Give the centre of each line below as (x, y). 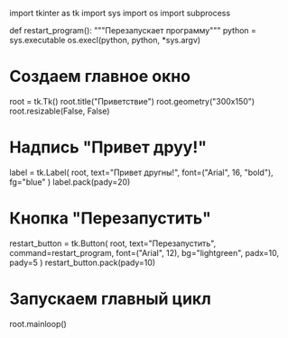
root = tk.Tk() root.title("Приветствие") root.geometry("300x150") (132, 101)
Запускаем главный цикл (111, 299)
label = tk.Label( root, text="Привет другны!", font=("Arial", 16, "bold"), (141, 172)
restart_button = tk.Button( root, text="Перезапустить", (113, 243)
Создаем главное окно (100, 77)
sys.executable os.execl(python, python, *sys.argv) (105, 40)
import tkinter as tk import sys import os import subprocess (120, 13)
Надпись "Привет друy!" (108, 147)
